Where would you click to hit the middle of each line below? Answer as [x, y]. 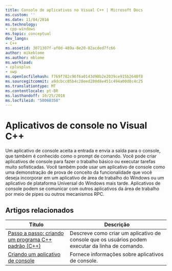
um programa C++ [30, 240]
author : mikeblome [25, 53]
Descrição [117, 224]
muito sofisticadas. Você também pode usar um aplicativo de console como [85, 167]
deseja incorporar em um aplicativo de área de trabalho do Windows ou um [85, 178]
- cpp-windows [20, 29]
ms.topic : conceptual [28, 34]
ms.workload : [19, 62]
